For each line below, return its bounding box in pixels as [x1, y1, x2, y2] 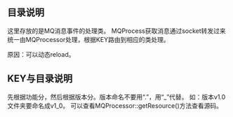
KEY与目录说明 [7, 73, 73, 85]
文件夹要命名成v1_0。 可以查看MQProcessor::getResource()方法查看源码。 [7, 101, 223, 110]
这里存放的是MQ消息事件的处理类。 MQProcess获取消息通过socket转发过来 [7, 27, 226, 35]
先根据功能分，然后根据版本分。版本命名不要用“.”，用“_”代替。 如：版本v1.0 [7, 92, 226, 101]
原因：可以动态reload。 [7, 50, 75, 58]
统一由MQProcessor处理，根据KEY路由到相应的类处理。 [7, 35, 170, 43]
